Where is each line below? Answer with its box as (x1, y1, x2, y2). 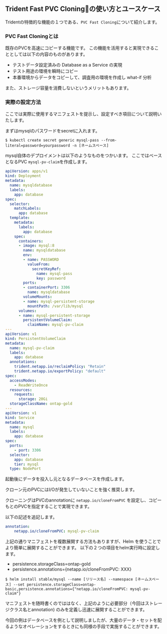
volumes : (18, 308, 37, 313)
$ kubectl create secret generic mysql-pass (5, 138, 99, 143)
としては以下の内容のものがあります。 (9, 51, 88, 57)
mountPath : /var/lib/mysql (27, 303, 84, 308)
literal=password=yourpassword (5, 143, 70, 148)
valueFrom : (27, 261, 50, 266)
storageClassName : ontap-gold (9, 401, 72, 406)
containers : (18, 238, 43, 243)
